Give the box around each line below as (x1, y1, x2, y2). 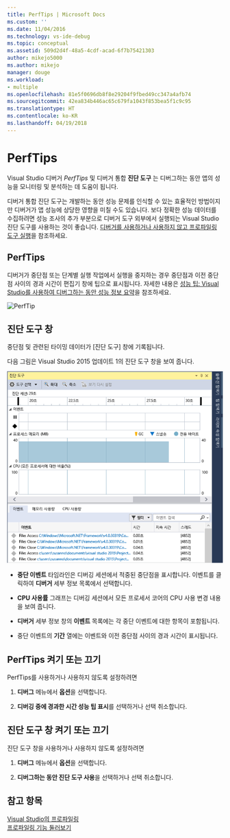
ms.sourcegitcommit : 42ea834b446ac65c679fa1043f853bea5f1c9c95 (7, 98, 192, 105)
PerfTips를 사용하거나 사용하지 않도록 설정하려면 (7, 673, 138, 681)
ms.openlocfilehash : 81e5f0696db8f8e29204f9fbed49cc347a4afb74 (7, 91, 192, 98)
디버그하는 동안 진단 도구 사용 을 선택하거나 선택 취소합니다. (16, 773, 173, 781)
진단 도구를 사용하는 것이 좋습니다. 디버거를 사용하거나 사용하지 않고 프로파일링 (7, 223, 218, 231)
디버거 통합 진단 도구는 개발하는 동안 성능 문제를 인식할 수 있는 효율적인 (7, 196, 197, 205)
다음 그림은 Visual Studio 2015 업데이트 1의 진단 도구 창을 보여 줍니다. (7, 357, 195, 365)
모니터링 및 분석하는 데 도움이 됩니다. (19, 182, 118, 190)
